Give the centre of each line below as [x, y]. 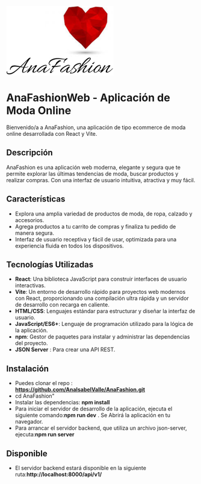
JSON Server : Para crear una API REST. [65, 349]
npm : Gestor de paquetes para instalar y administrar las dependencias [102, 337]
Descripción [29, 153]
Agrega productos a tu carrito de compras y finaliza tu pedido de [95, 226]
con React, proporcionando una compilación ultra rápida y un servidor [102, 298]
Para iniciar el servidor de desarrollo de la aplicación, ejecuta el [94, 409]
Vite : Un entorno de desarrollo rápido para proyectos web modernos [100, 292]
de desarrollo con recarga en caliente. [62, 305]
